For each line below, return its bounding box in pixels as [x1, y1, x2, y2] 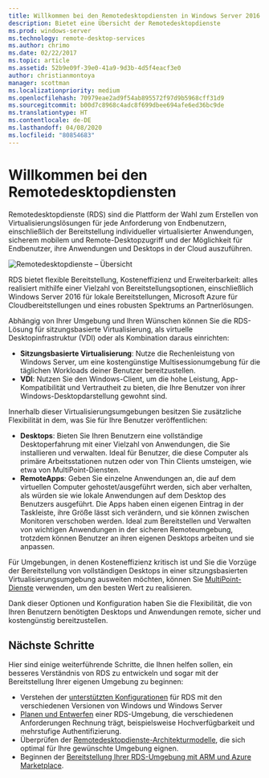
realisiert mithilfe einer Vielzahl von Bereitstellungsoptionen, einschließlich [8, 283, 255, 293]
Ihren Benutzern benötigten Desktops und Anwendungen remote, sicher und [8, 607, 261, 617]
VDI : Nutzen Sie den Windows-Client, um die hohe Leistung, [19, 374, 220, 384]
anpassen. [19, 541, 55, 551]
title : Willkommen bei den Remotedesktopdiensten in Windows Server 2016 [8, 11, 261, 20]
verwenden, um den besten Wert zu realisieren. [35, 583, 193, 593]
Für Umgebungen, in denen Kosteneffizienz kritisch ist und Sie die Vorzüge [8, 557, 257, 567]
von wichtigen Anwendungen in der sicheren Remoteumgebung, [19, 524, 234, 534]
